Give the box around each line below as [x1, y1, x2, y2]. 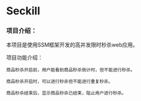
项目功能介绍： [6, 54, 43, 61]
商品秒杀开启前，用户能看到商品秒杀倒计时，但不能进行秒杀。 [6, 67, 136, 73]
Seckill [6, 4, 41, 18]
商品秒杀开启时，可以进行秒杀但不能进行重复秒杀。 [6, 79, 114, 85]
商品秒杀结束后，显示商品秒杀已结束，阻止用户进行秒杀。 [6, 90, 127, 96]
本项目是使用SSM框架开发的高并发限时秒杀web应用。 [6, 41, 139, 48]
